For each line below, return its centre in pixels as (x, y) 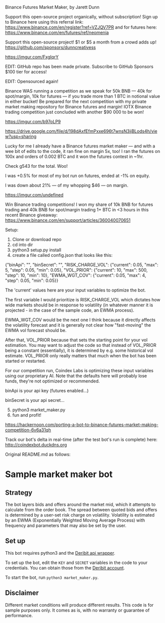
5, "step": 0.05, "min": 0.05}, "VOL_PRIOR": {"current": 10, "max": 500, (76, 270)
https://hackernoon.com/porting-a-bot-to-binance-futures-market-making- (82, 425)
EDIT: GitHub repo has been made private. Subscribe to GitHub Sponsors (79, 67)
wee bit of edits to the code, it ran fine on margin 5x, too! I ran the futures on (82, 151)
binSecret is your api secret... (35, 400)
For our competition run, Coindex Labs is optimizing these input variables (79, 370)
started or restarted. (25, 361)
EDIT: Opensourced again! (32, 81)
